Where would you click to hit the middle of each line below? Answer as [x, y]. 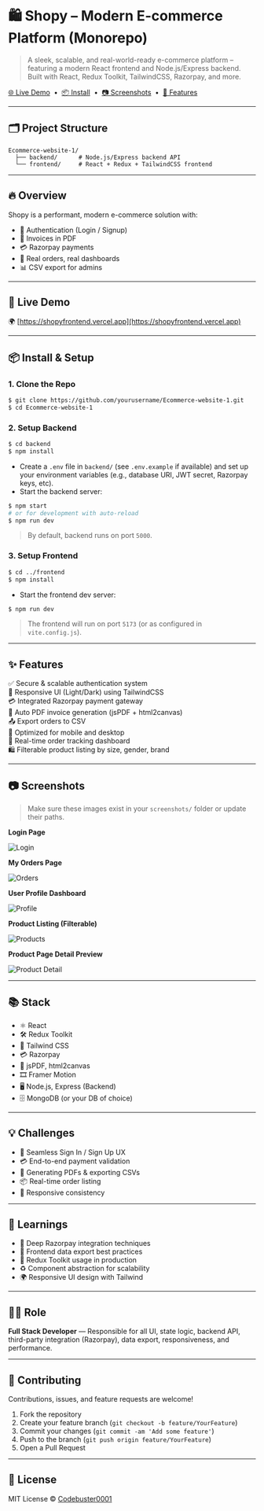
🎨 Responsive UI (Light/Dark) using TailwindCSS [86, 692]
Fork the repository [51, 1414]
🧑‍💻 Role [27, 1312]
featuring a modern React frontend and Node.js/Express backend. [134, 68]
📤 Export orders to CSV [47, 721]
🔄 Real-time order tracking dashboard [69, 741]
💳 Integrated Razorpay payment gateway [76, 701]
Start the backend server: [61, 491]
